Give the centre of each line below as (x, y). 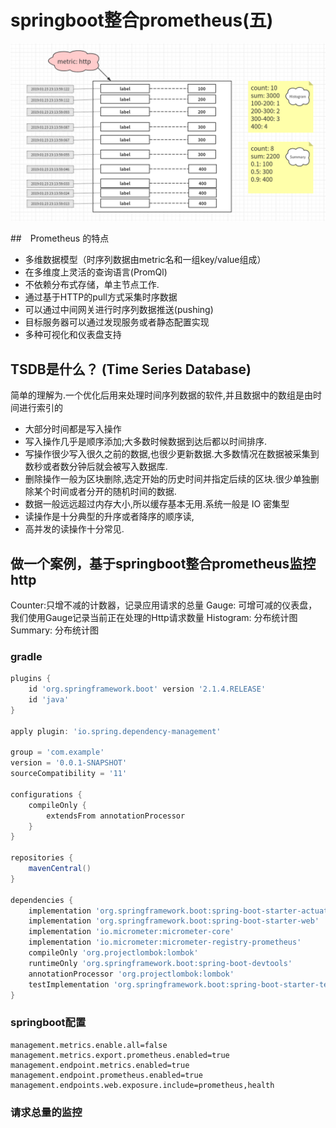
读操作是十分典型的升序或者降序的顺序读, (109, 517)
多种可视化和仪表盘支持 (73, 335)
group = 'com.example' (57, 752)
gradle (26, 656)
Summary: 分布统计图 (54, 630)
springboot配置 (48, 1023)
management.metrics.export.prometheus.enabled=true (120, 1055)
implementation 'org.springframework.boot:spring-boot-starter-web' (174, 921)
